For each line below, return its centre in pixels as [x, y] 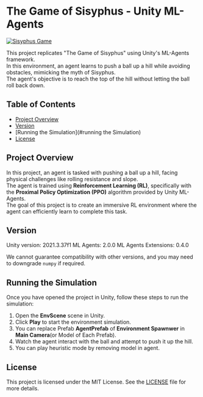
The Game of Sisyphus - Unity [84, 11]
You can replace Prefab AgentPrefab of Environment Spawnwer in [100, 329]
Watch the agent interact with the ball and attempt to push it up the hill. [104, 342]
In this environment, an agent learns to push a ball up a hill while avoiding [98, 66]
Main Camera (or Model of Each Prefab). [66, 335]
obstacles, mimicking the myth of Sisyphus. [61, 72]
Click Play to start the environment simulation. [73, 322]
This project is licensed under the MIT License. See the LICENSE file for [96, 382]
